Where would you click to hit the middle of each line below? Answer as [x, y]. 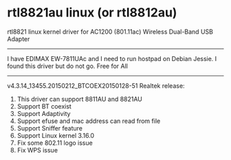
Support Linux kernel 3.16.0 [56, 135]
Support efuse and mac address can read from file [89, 121]
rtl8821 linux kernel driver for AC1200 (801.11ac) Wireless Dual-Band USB [110, 32]
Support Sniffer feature [50, 128]
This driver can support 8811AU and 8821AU [80, 99]
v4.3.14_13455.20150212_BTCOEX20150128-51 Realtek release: [96, 85]
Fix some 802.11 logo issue [55, 143]
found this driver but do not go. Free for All [68, 66]
